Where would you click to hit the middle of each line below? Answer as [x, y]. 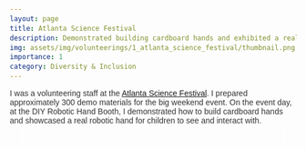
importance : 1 [36, 57]
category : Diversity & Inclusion [73, 67]
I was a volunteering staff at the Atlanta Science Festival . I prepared [128, 93]
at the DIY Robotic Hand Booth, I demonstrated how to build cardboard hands [146, 111]
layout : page [34, 19]
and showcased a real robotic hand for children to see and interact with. [136, 120]
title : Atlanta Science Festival [73, 28]
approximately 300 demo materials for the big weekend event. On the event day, [151, 102]
